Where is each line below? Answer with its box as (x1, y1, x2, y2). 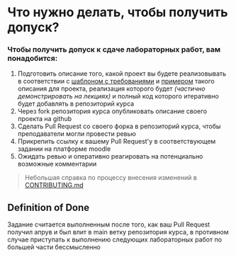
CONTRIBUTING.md (24, 181, 84, 190)
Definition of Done (7, 201, 90, 213)
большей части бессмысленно (7, 243, 101, 251)
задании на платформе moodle (17, 144, 111, 153)
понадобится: (7, 54, 58, 64)
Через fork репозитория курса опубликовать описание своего (17, 107, 208, 115)
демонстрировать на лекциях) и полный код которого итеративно (17, 92, 220, 101)
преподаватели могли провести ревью (17, 130, 137, 138)
